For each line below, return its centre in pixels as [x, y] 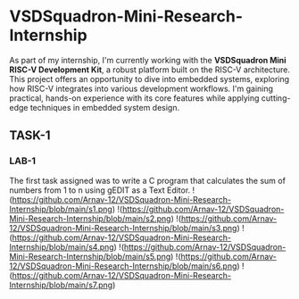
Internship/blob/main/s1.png [61, 209]
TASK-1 [30, 136]
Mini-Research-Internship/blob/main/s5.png [90, 256]
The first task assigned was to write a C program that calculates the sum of [147, 180]
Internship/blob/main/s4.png [62, 246]
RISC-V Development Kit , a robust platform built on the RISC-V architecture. [149, 70]
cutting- [276, 98]
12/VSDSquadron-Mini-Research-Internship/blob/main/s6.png [123, 266]
